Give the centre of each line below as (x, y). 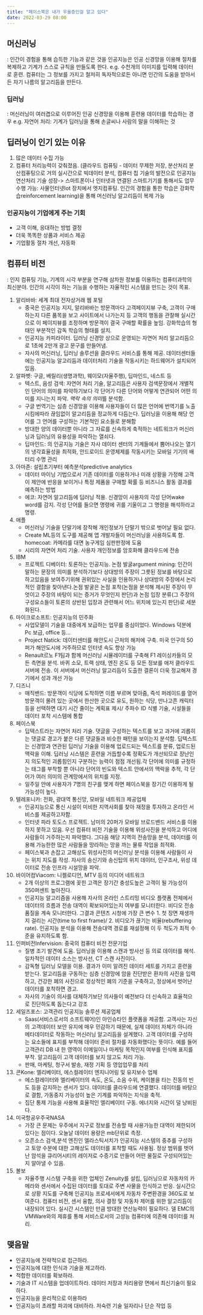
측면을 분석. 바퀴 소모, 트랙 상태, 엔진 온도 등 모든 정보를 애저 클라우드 (113, 662)
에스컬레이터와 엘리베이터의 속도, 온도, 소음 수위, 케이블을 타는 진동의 (106, 1080)
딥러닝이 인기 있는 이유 (47, 142)
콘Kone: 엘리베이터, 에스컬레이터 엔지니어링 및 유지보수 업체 (86, 1072)
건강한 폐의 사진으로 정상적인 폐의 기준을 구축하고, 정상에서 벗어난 (115, 981)
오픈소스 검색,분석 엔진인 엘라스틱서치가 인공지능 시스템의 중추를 (101, 1140)
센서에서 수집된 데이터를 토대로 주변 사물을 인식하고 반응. (108, 1186)
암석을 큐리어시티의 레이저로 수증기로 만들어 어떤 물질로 (97, 1155)
